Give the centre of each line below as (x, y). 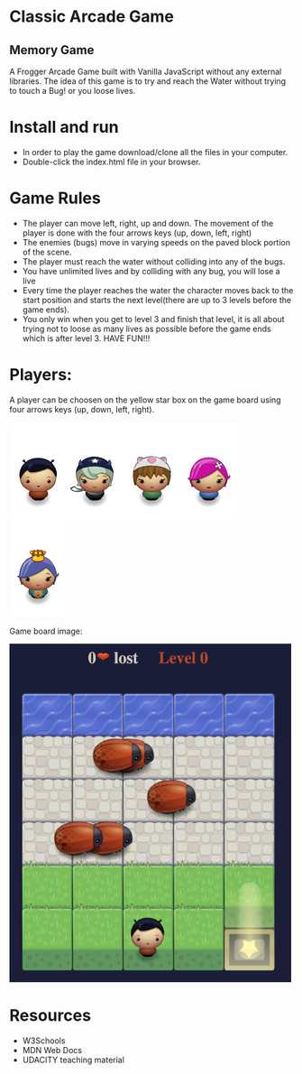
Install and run (64, 127)
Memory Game (52, 50)
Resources (50, 1015)
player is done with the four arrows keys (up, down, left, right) (137, 233)
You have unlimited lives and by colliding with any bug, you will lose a (151, 271)
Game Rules (55, 198)
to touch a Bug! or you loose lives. (73, 91)
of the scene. (47, 252)
